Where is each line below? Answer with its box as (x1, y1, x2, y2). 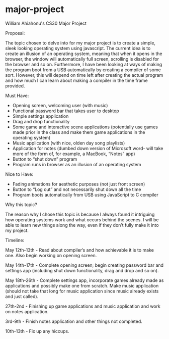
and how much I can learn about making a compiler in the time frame (5, 77, 148, 83)
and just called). (5, 293, 39, 299)
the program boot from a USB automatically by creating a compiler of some (5, 67, 161, 73)
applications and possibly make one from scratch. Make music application (5, 282, 159, 288)
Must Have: (5, 92, 29, 99)
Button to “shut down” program (12, 156, 77, 162)
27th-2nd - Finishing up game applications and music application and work (5, 303, 161, 309)
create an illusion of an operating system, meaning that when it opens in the (5, 51, 162, 57)
